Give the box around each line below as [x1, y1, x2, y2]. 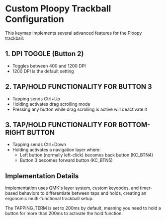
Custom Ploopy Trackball [5, 3, 111, 14]
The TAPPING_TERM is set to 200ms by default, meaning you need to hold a [5, 205, 162, 211]
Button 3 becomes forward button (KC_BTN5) [19, 157, 113, 163]
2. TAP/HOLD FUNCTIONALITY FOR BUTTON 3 [5, 82, 152, 91]
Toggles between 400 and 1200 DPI [12, 63, 86, 69]
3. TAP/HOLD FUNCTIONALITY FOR [5, 120, 117, 129]
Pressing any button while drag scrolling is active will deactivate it [12, 106, 148, 112]
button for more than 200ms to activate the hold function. [5, 211, 123, 217]
